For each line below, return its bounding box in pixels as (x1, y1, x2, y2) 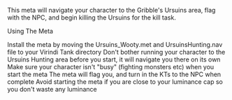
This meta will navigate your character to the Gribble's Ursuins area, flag (7, 6, 216, 14)
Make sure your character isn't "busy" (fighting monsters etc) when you (7, 63, 215, 71)
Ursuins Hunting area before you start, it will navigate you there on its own (7, 55, 221, 64)
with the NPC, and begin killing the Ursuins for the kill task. (7, 13, 176, 22)
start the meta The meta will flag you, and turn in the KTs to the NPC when (7, 70, 222, 78)
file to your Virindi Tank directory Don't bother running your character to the (7, 48, 226, 56)
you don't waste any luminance (7, 85, 98, 93)
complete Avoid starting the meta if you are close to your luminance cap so (7, 78, 224, 86)
